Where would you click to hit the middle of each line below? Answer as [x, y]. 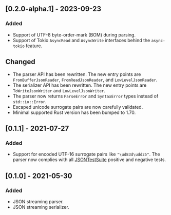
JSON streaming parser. [38, 201]
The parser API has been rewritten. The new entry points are [77, 74]
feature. [34, 46]
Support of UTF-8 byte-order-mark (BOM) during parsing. [74, 35]
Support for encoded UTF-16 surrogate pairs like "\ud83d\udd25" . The [86, 154]
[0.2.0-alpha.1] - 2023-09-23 [53, 9]
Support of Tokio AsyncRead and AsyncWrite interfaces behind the [81, 40]
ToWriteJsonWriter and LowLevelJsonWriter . [59, 90]
